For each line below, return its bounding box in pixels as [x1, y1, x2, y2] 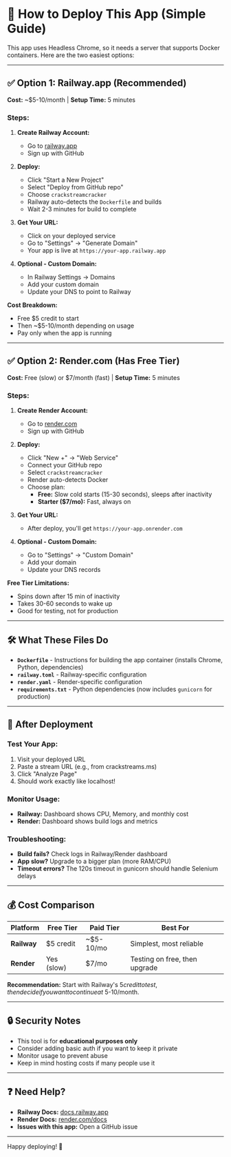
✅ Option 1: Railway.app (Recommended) [7, 77, 187, 89]
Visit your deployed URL [16, 755, 86, 763]
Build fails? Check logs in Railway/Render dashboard [16, 850, 168, 858]
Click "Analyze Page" [16, 769, 78, 778]
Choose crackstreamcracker [27, 191, 107, 199]
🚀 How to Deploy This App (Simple [7, 6, 206, 22]
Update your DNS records [27, 566, 101, 574]
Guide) [7, 21, 47, 36]
